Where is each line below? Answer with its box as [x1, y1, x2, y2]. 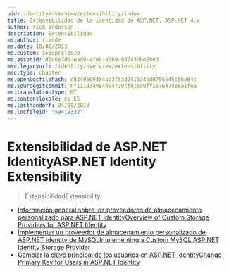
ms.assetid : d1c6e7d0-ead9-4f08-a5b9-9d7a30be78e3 [7, 56, 159, 63]
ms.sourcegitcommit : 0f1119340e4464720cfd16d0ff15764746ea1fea [7, 82, 197, 89]
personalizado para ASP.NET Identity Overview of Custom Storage [17, 212, 209, 222]
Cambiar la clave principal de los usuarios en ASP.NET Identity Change [17, 250, 222, 259]
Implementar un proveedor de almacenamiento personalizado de [17, 228, 206, 236]
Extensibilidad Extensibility [24, 191, 101, 201]
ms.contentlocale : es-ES [7, 96, 80, 103]
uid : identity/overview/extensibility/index [7, 10, 140, 18]
